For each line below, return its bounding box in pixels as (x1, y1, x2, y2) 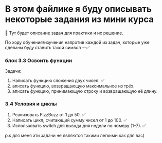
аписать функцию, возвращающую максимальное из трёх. (12, 83, 135, 89)
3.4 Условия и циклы (5, 101, 57, 107)
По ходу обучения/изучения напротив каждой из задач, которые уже (5, 39, 150, 45)
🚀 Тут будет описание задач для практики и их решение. (5, 30, 123, 36)
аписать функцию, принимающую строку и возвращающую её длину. (12, 88, 158, 94)
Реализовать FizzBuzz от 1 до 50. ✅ (12, 111, 86, 118)
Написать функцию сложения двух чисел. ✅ (12, 78, 105, 83)
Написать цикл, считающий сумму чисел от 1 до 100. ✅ (12, 117, 127, 123)
